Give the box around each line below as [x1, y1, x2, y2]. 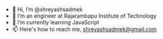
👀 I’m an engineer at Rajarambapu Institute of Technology [12, 12, 157, 19]
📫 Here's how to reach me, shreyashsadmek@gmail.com [12, 26, 157, 33]
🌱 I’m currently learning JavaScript [12, 19, 100, 26]
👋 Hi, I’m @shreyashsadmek [12, 6, 83, 13]
